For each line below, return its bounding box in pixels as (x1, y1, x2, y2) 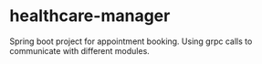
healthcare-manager (9, 5, 171, 27)
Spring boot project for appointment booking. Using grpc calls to (9, 36, 253, 47)
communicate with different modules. (9, 45, 151, 56)
